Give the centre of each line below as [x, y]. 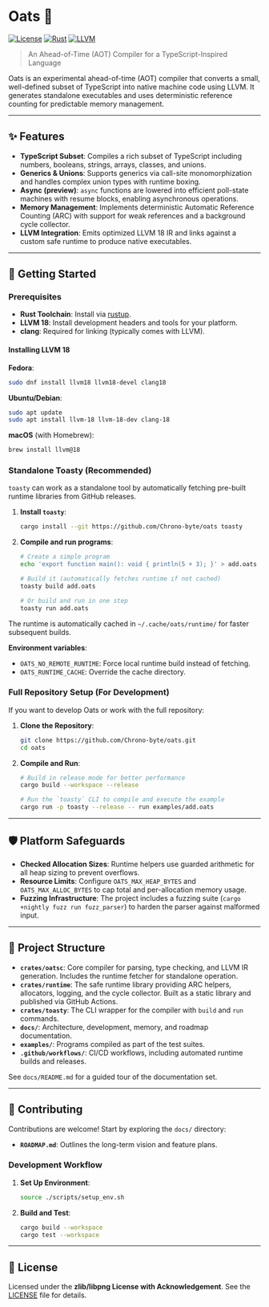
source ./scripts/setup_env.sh [72, 1197]
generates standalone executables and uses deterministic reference [120, 95]
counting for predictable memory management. [86, 104]
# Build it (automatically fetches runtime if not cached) [120, 579]
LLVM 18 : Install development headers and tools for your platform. [129, 323]
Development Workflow [55, 1165]
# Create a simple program [65, 557]
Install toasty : [43, 512]
